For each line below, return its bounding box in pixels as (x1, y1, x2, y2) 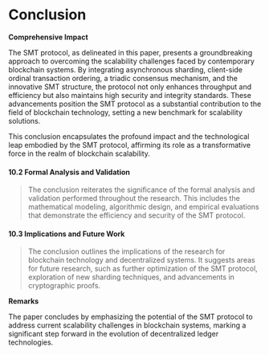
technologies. (8, 337, 54, 347)
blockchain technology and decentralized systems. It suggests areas (27, 255, 255, 265)
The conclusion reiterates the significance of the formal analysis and (27, 185, 255, 194)
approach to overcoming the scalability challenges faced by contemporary (8, 56, 255, 66)
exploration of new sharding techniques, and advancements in (27, 272, 235, 282)
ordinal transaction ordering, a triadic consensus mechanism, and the (8, 73, 238, 83)
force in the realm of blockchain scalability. (8, 149, 151, 158)
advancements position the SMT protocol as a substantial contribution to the (8, 99, 262, 108)
